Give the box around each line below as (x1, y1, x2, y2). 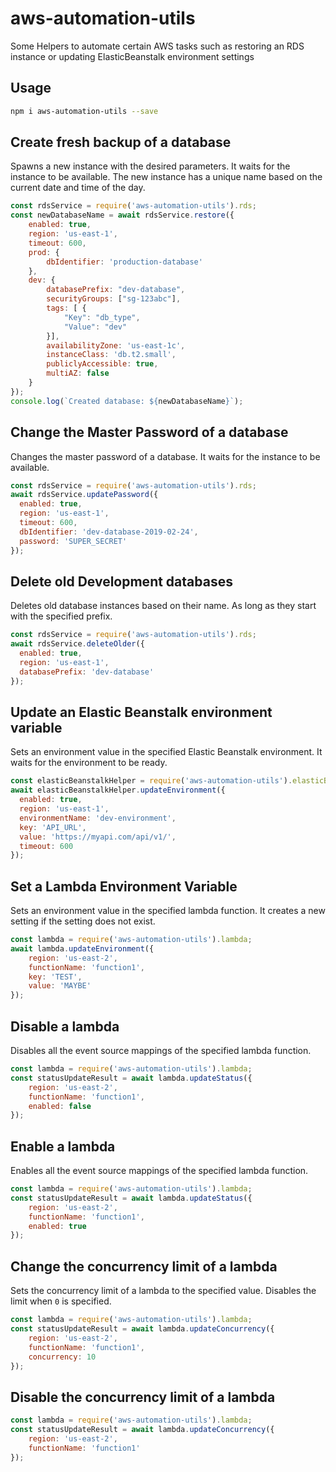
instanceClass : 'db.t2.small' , (46, 350, 177, 360)
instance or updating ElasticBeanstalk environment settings (10, 50, 255, 62)
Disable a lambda (10, 1018, 120, 1035)
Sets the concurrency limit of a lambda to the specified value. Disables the (10, 1285, 317, 1297)
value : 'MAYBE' (28, 981, 92, 991)
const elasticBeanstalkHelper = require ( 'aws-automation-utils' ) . (10, 776, 293, 786)
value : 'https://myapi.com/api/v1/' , (19, 832, 177, 842)
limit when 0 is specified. (10, 1295, 112, 1307)
